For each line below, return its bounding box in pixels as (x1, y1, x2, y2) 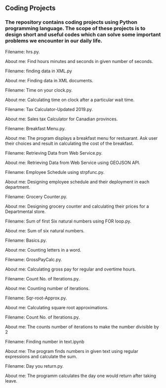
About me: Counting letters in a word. (5, 247, 82, 253)
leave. (5, 378, 18, 384)
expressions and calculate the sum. (5, 353, 78, 359)
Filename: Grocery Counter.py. (5, 193, 68, 200)
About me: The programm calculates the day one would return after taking (5, 373, 157, 379)
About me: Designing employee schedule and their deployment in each (5, 178, 150, 185)
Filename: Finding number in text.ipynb (5, 338, 84, 344)
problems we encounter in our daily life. (5, 37, 103, 44)
